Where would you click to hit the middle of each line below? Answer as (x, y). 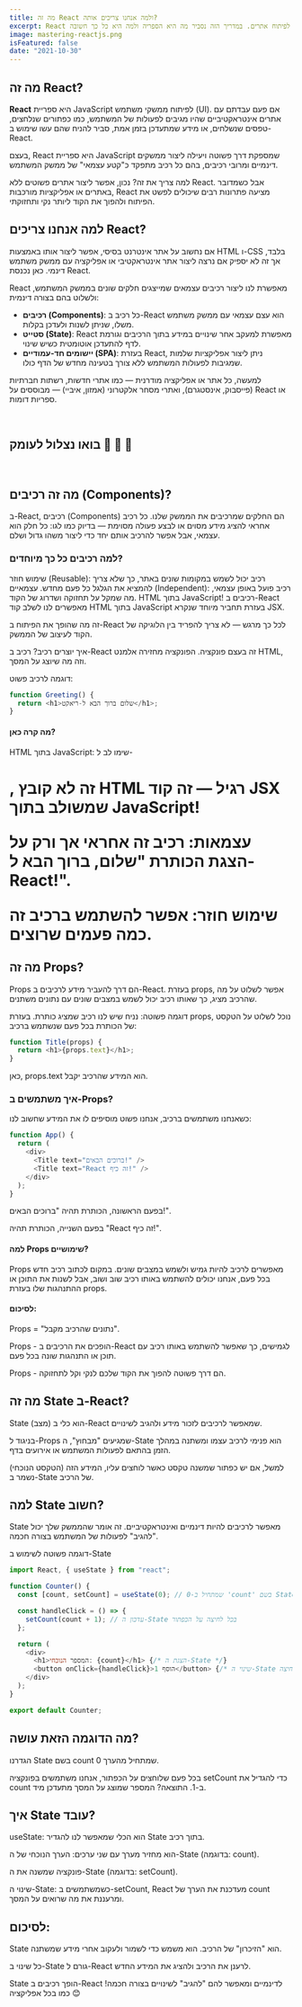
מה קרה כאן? (32, 731)
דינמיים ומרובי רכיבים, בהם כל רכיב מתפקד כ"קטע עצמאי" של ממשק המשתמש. (144, 165)
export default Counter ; (56, 1710)
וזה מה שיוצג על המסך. (48, 661)
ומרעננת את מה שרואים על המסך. (67, 1899)
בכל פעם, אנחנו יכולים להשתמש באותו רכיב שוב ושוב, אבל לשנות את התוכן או (140, 1279)
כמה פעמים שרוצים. (81, 934)
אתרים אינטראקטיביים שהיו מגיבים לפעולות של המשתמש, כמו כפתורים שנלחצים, (145, 119)
